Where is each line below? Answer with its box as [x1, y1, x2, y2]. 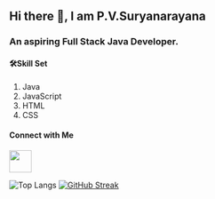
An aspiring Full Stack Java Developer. [9, 36, 179, 48]
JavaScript [21, 91, 62, 101]
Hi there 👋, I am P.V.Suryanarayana [9, 9, 206, 24]
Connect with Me [9, 130, 74, 140]
